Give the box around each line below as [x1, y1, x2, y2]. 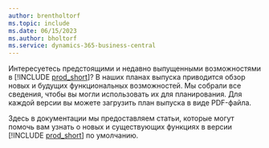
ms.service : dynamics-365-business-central [8, 42, 157, 50]
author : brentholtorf [8, 11, 81, 20]
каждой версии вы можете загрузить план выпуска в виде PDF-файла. [8, 98, 251, 108]
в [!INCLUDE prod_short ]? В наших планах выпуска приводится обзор [8, 72, 247, 82]
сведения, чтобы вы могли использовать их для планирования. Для [8, 89, 243, 99]
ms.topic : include [8, 19, 70, 27]
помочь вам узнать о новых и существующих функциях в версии [8, 122, 233, 132]
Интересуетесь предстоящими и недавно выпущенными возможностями [8, 64, 261, 73]
